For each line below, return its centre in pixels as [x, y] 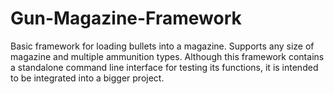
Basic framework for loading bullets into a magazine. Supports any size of [162, 46]
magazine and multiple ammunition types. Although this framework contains [167, 56]
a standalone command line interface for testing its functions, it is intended [164, 67]
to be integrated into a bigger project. [87, 78]
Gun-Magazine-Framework [126, 18]
